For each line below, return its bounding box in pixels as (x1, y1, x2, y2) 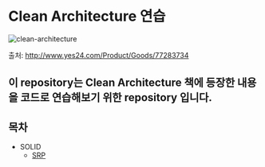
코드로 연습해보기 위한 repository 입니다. (20, 91, 213, 104)
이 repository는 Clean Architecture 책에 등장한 (8, 76, 235, 90)
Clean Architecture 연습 (8, 7, 166, 25)
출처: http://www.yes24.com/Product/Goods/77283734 (8, 50, 189, 60)
